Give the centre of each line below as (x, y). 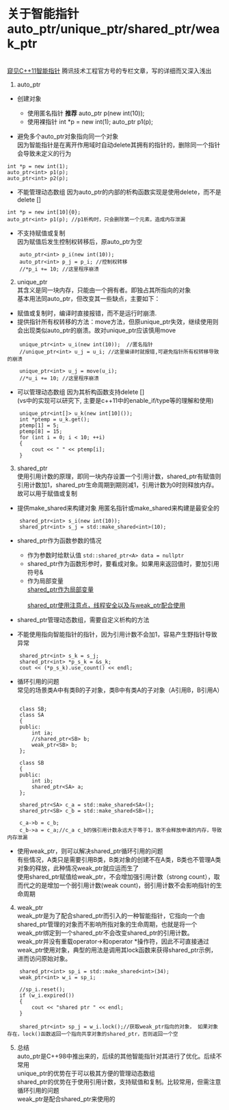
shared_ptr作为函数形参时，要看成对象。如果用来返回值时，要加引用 (123, 563)
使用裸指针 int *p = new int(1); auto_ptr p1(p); (90, 121)
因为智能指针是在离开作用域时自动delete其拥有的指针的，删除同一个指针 (119, 145)
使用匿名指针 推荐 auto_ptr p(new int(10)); (86, 113)
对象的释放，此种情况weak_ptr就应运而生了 (78, 868)
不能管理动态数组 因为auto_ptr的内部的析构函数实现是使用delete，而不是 (119, 192)
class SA (32, 715)
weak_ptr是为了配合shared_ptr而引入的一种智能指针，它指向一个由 (111, 915)
